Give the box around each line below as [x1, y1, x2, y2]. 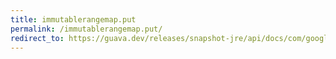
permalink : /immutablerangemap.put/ [10, 24, 163, 34]
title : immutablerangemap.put [10, 14, 137, 25]
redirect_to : [10, 33, 65, 43]
